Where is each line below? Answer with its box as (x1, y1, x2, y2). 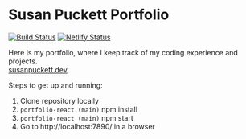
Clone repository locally (19, 96, 99, 105)
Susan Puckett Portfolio (8, 6, 170, 24)
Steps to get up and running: (8, 80, 103, 90)
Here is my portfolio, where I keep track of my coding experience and (8, 47, 239, 57)
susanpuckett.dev (8, 64, 68, 74)
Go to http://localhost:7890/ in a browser (19, 121, 155, 131)
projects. (8, 56, 38, 66)
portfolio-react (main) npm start (19, 112, 134, 122)
